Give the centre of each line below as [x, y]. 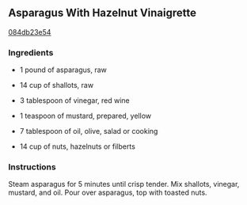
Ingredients [31, 52]
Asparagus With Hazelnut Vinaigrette [102, 13]
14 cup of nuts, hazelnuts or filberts [78, 146]
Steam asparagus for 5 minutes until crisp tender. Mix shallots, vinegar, [124, 184]
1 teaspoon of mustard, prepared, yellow [85, 116]
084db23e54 [30, 32]
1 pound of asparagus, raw [63, 70]
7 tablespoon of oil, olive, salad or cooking [89, 131]
